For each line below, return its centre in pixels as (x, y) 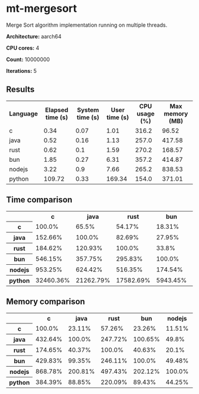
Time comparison (39, 200)
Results (20, 90)
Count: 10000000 (28, 59)
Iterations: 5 (22, 71)
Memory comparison (46, 302)
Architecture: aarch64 (34, 36)
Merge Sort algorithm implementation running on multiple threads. (87, 25)
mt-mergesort (41, 9)
